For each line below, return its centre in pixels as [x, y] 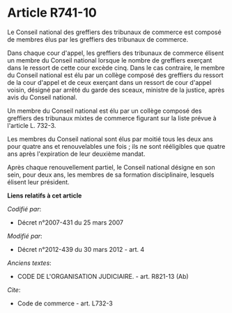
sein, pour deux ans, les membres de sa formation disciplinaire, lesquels [111, 175]
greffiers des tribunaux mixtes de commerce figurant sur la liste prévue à [112, 118]
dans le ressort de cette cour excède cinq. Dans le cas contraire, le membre [116, 67]
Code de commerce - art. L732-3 [65, 303]
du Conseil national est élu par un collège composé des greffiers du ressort [116, 75]
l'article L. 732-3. [32, 125]
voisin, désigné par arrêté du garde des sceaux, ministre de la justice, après [116, 90]
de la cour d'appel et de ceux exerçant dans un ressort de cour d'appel [109, 82]
